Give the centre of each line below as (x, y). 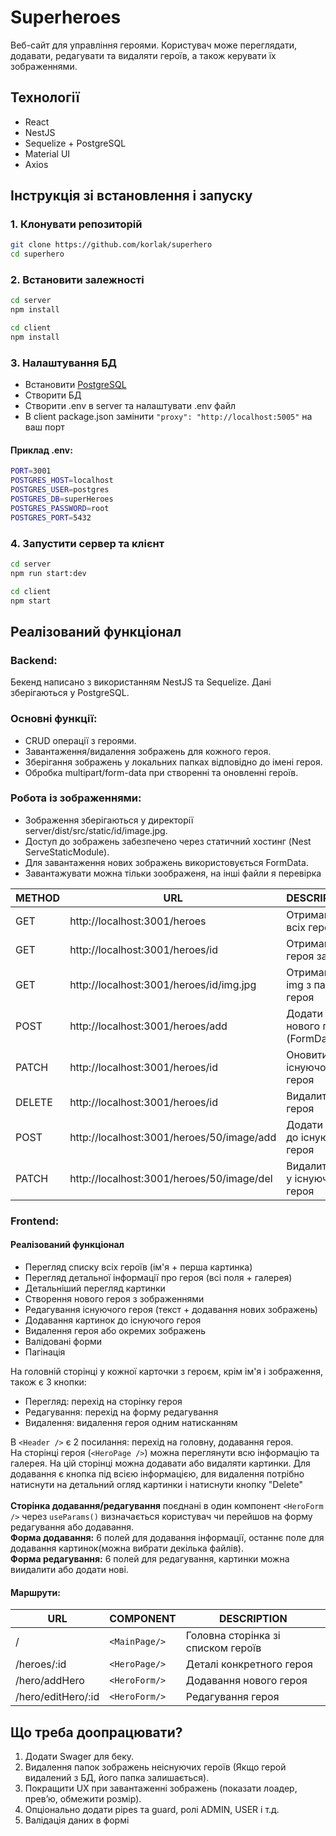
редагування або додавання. (72, 1527)
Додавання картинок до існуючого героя (113, 1320)
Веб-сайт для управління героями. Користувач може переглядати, (153, 45)
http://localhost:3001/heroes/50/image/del (171, 1178)
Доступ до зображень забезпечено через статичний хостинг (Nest (168, 841)
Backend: (34, 660)
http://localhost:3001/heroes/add (148, 1026)
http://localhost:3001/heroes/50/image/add (173, 1137)
